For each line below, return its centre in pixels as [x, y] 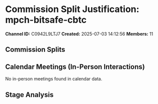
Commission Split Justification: [72, 9]
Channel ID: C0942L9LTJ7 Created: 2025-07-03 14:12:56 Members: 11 [79, 34]
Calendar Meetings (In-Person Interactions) [75, 67]
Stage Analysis [29, 95]
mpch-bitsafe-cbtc [46, 20]
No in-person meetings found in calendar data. [54, 79]
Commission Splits [35, 49]
